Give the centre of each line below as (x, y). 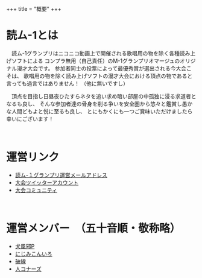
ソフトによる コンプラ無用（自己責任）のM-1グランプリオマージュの (96, 61)
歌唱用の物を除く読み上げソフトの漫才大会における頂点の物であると (108, 76)
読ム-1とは (32, 36)
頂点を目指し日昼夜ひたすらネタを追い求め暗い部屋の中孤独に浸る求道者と (104, 96)
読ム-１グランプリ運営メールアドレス (61, 175)
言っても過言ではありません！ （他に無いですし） (67, 83)
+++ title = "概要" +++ (34, 9)
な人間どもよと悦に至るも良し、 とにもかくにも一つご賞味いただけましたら (99, 111)
